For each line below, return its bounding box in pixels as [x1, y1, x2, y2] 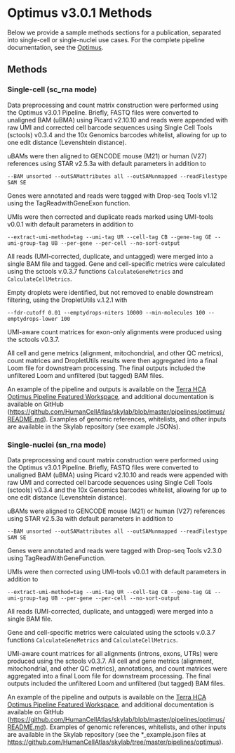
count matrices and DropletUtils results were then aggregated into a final [7, 356, 217, 365]
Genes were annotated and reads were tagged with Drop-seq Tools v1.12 [7, 191, 217, 200]
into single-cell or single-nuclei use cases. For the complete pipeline [7, 35, 205, 44]
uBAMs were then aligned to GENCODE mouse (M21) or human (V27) [7, 151, 207, 160]
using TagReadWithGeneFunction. [7, 554, 106, 562]
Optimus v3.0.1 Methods [7, 5, 152, 21]
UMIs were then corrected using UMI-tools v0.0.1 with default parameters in [7, 567, 227, 576]
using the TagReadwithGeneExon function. [7, 198, 131, 207]
